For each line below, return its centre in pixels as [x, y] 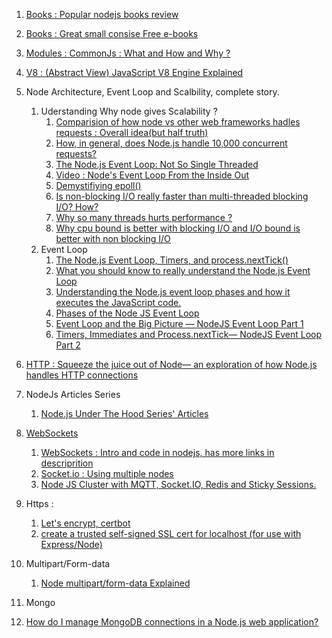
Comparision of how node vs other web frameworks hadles [178, 122]
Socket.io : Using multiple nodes [107, 473]
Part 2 [68, 345]
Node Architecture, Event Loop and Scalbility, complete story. [152, 92]
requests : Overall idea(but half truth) [132, 132]
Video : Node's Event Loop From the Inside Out [152, 175]
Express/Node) [71, 544]
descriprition [67, 463]
